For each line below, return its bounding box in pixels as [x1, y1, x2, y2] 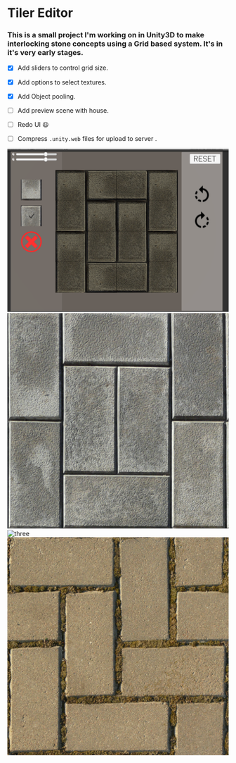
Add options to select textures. [17, 77, 107, 86]
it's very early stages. [7, 48, 84, 58]
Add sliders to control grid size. [17, 63, 109, 72]
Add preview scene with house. [17, 106, 109, 114]
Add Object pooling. [17, 92, 76, 100]
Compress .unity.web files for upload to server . [17, 134, 157, 142]
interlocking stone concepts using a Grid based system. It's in [7, 39, 223, 49]
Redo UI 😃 [17, 120, 49, 128]
